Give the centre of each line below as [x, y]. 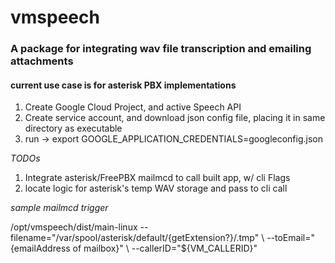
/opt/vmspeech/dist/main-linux [74, 227]
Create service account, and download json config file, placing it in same [175, 118]
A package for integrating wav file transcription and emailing [161, 49]
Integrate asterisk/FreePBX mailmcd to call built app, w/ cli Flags [157, 178]
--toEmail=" [290, 238]
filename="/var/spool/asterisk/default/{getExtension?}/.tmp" [135, 238]
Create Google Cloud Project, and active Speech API [133, 107]
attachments [42, 61]
